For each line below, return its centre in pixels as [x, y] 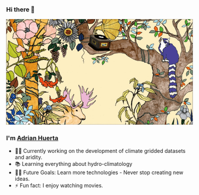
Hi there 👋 [21, 10]
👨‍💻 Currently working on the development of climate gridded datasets [100, 151]
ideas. [22, 179]
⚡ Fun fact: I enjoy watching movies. [59, 185]
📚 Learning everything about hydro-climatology [73, 164]
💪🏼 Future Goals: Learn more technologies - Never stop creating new [99, 172]
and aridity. [28, 158]
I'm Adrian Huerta [32, 138]
